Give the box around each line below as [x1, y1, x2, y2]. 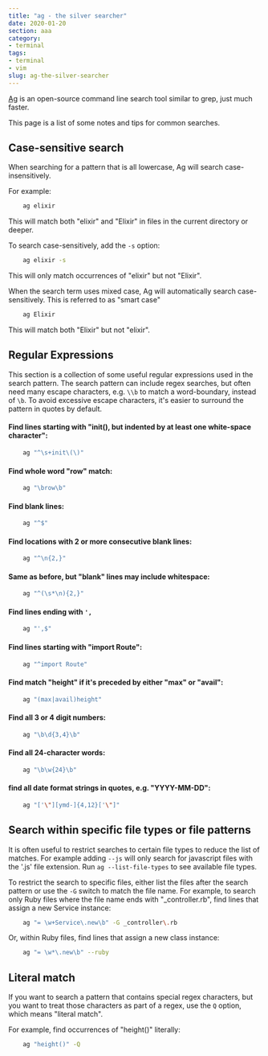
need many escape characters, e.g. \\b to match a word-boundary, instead [8, 387, 257, 397]
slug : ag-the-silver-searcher [8, 72, 110, 80]
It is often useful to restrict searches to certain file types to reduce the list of [8, 844, 260, 854]
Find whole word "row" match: [8, 466, 113, 475]
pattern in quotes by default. [8, 404, 103, 413]
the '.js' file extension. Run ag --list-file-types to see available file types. [8, 861, 258, 871]
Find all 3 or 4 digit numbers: [8, 713, 106, 722]
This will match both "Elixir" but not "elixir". [8, 325, 151, 335]
